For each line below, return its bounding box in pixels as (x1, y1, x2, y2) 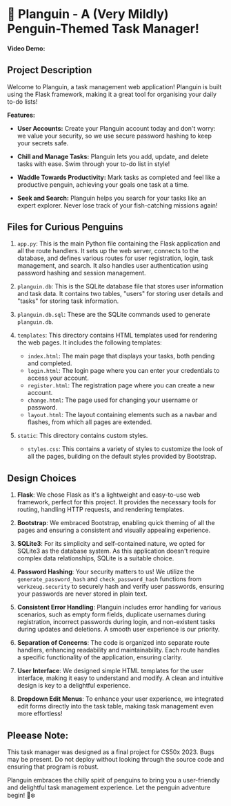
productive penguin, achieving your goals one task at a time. (17, 180, 190, 189)
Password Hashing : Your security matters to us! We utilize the (17, 567, 194, 576)
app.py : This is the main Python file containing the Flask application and (17, 239, 221, 248)
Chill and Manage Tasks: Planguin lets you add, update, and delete (17, 152, 209, 161)
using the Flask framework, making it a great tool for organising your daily (7, 90, 217, 98)
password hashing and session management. (17, 269, 146, 277)
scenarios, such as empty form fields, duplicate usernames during (17, 610, 206, 619)
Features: (7, 111, 36, 119)
